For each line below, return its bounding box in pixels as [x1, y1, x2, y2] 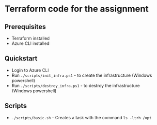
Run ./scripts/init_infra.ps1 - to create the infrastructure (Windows [11, 72, 152, 78]
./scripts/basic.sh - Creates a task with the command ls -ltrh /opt [11, 114, 152, 120]
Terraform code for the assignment [4, 3, 149, 14]
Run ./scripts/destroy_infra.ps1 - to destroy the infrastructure [11, 83, 140, 88]
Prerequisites [4, 23, 46, 31]
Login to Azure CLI [11, 67, 49, 73]
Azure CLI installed [11, 41, 49, 46]
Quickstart [4, 55, 38, 63]
